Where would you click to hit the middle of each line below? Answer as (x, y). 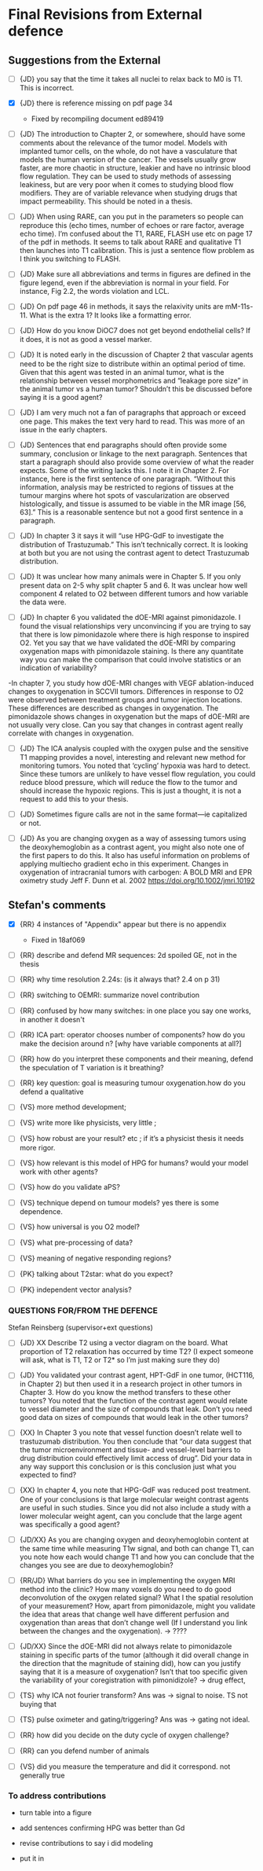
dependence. (41, 1211)
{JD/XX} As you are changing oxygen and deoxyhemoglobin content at (134, 1539)
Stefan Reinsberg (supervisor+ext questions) (80, 1328)
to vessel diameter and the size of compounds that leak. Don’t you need (136, 1409)
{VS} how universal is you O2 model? (79, 1227)
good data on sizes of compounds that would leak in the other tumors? (134, 1418)
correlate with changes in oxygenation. (71, 733)
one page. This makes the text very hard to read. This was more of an (132, 421)
